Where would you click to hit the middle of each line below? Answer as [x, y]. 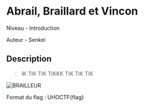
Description [29, 59]
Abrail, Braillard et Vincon [72, 11]
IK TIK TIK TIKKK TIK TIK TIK [57, 74]
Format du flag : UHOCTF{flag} [45, 97]
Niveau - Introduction [33, 28]
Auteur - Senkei [26, 40]
